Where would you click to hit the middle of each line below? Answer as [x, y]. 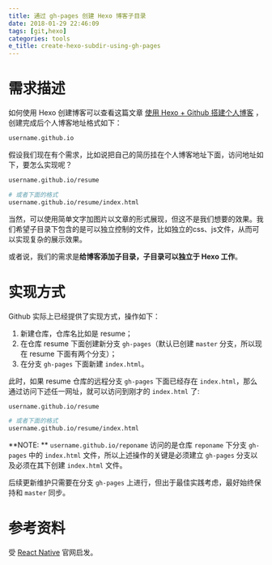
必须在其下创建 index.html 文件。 [71, 465]
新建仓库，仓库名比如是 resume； [76, 333]
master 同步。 [47, 493]
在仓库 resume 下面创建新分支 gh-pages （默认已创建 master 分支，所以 [138, 343]
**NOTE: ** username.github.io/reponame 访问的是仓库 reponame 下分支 [127, 445]
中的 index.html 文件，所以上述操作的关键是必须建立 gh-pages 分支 [139, 456]
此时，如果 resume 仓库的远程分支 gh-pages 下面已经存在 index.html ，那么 [133, 381]
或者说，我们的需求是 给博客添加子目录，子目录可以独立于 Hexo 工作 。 [125, 256]
